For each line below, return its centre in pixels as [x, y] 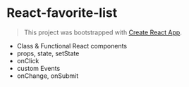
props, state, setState [48, 53]
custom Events [38, 68]
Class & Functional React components [72, 46]
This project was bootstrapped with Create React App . [103, 32]
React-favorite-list [62, 13]
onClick [28, 60]
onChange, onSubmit [48, 76]
